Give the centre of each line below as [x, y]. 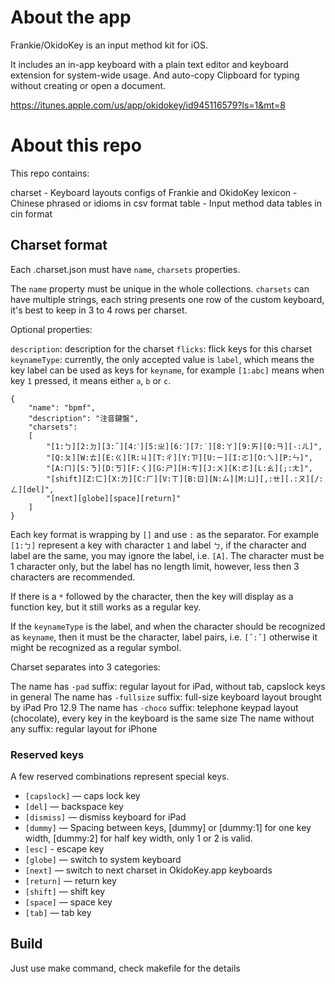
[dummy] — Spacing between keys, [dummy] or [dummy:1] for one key [168, 827]
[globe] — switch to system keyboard [103, 859]
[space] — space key [68, 902]
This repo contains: [50, 173]
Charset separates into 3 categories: [85, 667]
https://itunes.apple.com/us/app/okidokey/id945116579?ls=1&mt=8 [148, 105]
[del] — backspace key [74, 806]
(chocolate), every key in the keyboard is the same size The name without [162, 718]
